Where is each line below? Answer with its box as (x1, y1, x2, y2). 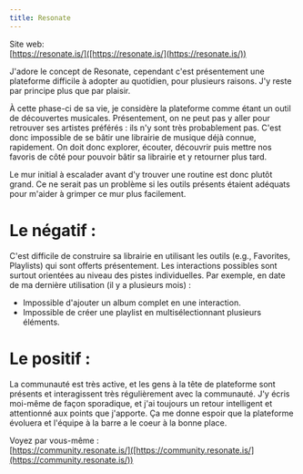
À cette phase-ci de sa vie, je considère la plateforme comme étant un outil (9, 102, 291, 114)
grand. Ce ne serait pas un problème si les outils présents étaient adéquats (9, 179, 291, 190)
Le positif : (9, 348, 91, 369)
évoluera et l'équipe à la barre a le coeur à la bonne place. (9, 417, 227, 428)
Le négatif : (9, 220, 97, 241)
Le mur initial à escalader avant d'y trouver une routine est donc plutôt (9, 169, 273, 180)
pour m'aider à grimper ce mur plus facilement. (9, 188, 187, 199)
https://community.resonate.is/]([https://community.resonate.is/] (12, 444, 255, 456)
